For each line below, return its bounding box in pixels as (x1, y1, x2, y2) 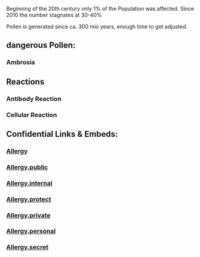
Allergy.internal (6, 179, 53, 187)
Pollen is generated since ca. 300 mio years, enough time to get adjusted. (6, 23, 188, 30)
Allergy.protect (6, 195, 51, 203)
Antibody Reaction (6, 94, 61, 103)
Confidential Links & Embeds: (6, 128, 118, 139)
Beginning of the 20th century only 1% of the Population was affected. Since (6, 5, 195, 12)
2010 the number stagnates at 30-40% (6, 11, 103, 19)
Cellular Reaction (6, 111, 57, 119)
